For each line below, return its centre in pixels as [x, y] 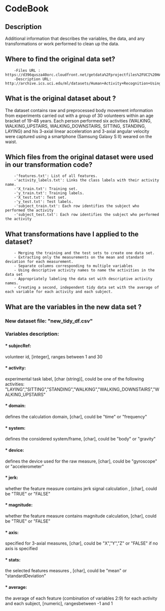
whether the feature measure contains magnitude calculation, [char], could [81, 516]
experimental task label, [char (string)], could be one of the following [74, 378]
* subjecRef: [18, 346]
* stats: [13, 560]
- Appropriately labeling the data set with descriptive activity [83, 279]
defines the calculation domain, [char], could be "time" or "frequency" [76, 417]
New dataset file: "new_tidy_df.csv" [49, 321]
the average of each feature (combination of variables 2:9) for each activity [81, 598]
